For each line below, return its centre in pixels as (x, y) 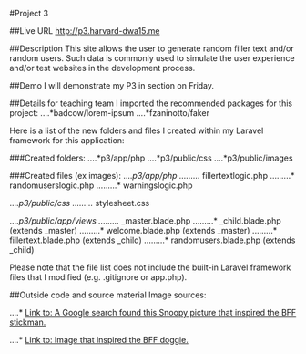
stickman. (28, 322)
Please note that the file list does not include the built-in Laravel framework (150, 267)
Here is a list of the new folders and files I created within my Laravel (137, 130)
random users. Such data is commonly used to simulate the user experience (152, 58)
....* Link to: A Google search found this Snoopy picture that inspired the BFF (153, 312)
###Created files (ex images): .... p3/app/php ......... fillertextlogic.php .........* (152, 176)
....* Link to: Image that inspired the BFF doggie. (99, 340)
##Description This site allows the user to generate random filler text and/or (152, 48)
